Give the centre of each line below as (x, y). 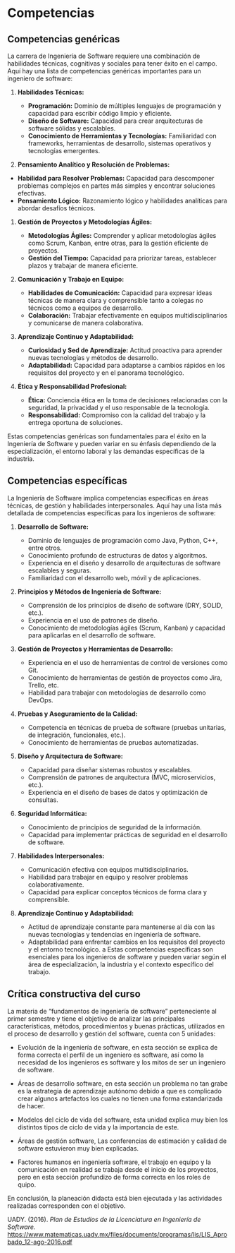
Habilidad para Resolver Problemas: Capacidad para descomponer (116, 178)
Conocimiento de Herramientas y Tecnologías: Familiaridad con (122, 136)
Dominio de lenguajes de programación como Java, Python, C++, (123, 540)
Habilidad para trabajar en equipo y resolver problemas (108, 877)
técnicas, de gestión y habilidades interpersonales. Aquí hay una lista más (114, 505)
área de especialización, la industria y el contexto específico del (121, 964)
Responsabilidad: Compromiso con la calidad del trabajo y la (117, 415)
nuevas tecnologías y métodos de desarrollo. (93, 358)
